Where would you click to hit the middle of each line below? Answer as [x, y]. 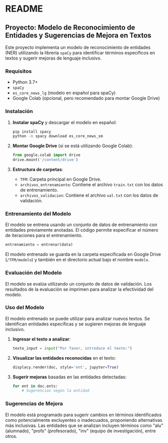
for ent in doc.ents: [35, 386]
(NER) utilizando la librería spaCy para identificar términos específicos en [80, 53]
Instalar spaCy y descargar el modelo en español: [65, 122]
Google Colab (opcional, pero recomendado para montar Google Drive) [86, 98]
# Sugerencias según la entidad [56, 391]
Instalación [19, 112]
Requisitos [18, 71]
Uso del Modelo [25, 307]
